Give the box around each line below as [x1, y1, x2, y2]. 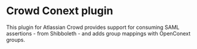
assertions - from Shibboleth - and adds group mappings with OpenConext [6, 30, 191, 37]
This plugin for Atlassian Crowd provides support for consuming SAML [6, 24, 180, 31]
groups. [6, 36, 26, 43]
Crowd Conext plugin [6, 4, 113, 18]
